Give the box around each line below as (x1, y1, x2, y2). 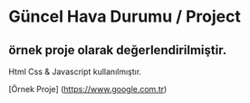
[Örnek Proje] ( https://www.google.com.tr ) (8, 84, 168, 94)
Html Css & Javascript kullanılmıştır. (8, 66, 142, 77)
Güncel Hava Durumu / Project (8, 6, 241, 27)
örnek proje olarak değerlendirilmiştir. (8, 42, 227, 58)
